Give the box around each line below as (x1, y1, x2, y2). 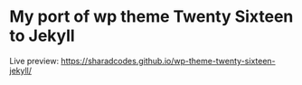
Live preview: (9, 55, 60, 66)
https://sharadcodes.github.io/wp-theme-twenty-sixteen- (61, 55, 276, 66)
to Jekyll (9, 25, 75, 46)
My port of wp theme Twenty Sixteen (9, 6, 294, 27)
